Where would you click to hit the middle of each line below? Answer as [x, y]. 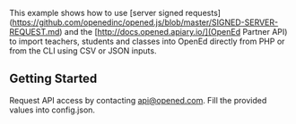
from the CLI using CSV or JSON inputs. [83, 51]
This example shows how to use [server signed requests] [115, 13]
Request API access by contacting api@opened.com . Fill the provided [138, 100]
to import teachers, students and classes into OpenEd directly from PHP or [147, 41]
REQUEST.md [35, 32]
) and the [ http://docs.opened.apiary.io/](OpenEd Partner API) [174, 32]
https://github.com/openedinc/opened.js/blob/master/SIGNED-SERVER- [145, 22]
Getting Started [53, 79]
